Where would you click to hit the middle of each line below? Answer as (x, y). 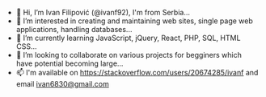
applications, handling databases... (74, 29)
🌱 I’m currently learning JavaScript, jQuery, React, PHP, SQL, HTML (128, 38)
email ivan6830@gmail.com (62, 84)
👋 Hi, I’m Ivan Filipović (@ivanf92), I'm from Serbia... (103, 12)
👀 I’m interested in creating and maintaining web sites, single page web (134, 21)
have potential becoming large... (70, 63)
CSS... (27, 46)
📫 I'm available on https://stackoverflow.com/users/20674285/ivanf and (137, 73)
